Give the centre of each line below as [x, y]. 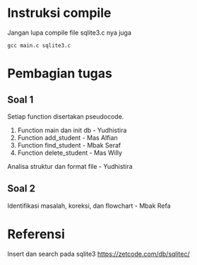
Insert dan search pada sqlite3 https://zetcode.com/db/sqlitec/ [99, 254]
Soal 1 [20, 99]
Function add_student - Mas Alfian [67, 137]
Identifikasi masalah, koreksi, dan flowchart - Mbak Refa [89, 206]
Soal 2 [21, 189]
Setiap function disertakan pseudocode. [66, 116]
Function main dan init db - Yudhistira [72, 130]
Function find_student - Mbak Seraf [69, 145]
